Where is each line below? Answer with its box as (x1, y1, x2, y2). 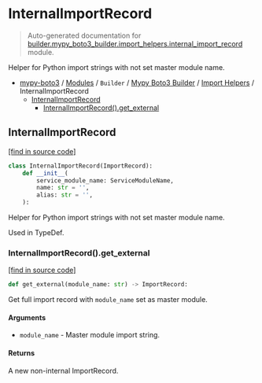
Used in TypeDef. (8, 228, 65, 237)
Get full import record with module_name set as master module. (8, 295, 208, 304)
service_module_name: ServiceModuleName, (36, 176, 175, 185)
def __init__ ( (22, 169, 68, 177)
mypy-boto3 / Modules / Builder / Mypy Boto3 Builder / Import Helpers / (19, 78, 255, 87)
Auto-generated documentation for (27, 31, 142, 40)
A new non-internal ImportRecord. (8, 366, 119, 375)
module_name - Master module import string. (19, 330, 160, 340)
